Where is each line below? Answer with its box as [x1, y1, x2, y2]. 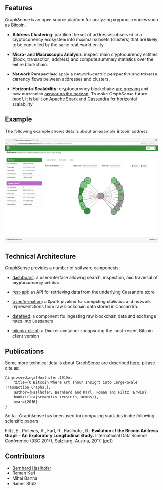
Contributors [5, 452, 45, 460]
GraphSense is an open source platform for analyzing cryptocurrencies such [5, 17, 159, 22]
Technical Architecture [5, 252, 76, 260]
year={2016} [14, 399, 38, 405]
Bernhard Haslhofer [12, 465, 52, 471]
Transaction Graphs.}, [5, 385, 51, 390]
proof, [12, 96, 24, 102]
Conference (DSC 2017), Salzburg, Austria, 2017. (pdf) [5, 438, 113, 444]
